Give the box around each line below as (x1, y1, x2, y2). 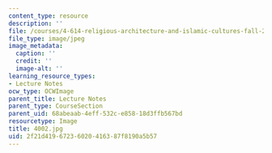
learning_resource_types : (8, 72, 96, 80)
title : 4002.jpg (8, 125, 63, 133)
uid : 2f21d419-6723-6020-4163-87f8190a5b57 (8, 132, 158, 140)
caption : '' (15, 49, 57, 57)
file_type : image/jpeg (8, 34, 85, 43)
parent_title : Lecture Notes (8, 95, 107, 103)
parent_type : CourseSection (8, 102, 104, 110)
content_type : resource (8, 11, 89, 20)
